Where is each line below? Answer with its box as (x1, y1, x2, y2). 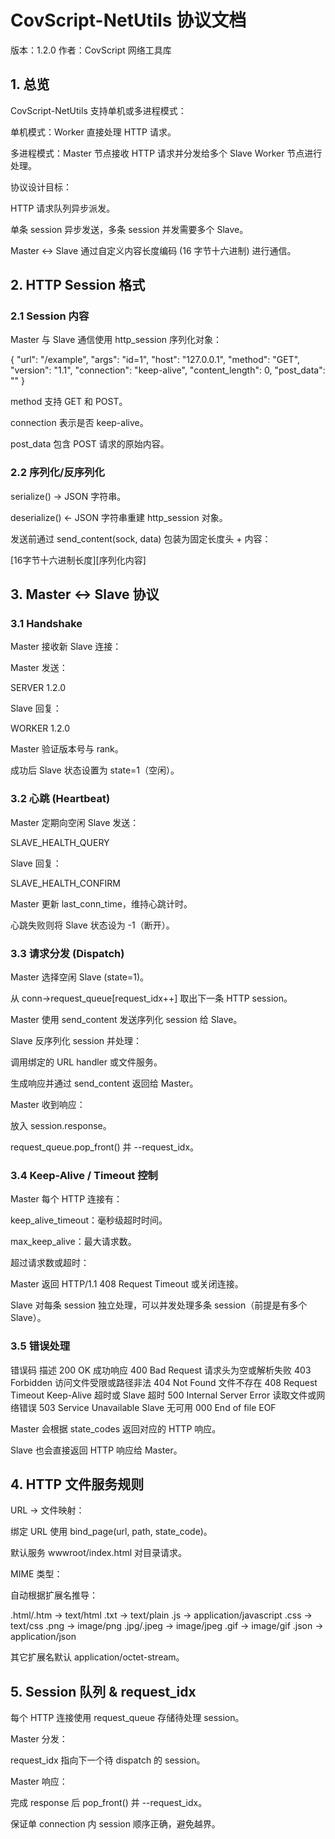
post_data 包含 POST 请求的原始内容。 (10, 438, 170, 450)
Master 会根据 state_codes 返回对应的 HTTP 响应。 (10, 1422, 222, 1435)
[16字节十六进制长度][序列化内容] (10, 554, 147, 566)
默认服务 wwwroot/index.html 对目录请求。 (10, 1547, 187, 1559)
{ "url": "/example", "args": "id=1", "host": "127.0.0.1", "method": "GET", (10, 354, 301, 366)
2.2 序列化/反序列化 (10, 466, 105, 480)
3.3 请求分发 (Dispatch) (10, 946, 125, 960)
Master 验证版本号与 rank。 (10, 743, 124, 755)
